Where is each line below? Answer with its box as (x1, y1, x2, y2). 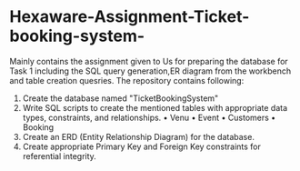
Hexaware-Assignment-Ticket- (9, 6, 250, 27)
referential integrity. (22, 150, 97, 161)
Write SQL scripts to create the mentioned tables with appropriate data (22, 102, 288, 113)
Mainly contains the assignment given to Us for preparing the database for (9, 55, 288, 66)
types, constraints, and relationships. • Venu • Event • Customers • (22, 112, 276, 123)
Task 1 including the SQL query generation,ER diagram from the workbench (9, 65, 292, 76)
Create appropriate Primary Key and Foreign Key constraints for (22, 141, 261, 152)
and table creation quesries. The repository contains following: (9, 75, 245, 85)
